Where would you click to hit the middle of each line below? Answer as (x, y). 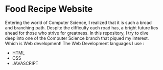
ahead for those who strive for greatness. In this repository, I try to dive (77, 33)
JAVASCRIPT (25, 63)
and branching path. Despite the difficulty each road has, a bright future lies (81, 27)
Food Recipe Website (49, 9)
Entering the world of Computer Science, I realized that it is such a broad (78, 23)
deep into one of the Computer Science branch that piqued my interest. (77, 38)
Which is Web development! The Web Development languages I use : (75, 43)
